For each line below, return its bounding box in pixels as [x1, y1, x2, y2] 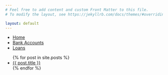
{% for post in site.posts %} [12, 55, 70, 61]
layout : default [5, 21, 39, 26]
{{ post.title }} [12, 60, 41, 66]
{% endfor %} [12, 65, 41, 71]
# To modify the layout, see [5, 12, 66, 17]
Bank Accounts [12, 40, 44, 46]
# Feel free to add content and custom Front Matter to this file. [5, 7, 149, 12]
